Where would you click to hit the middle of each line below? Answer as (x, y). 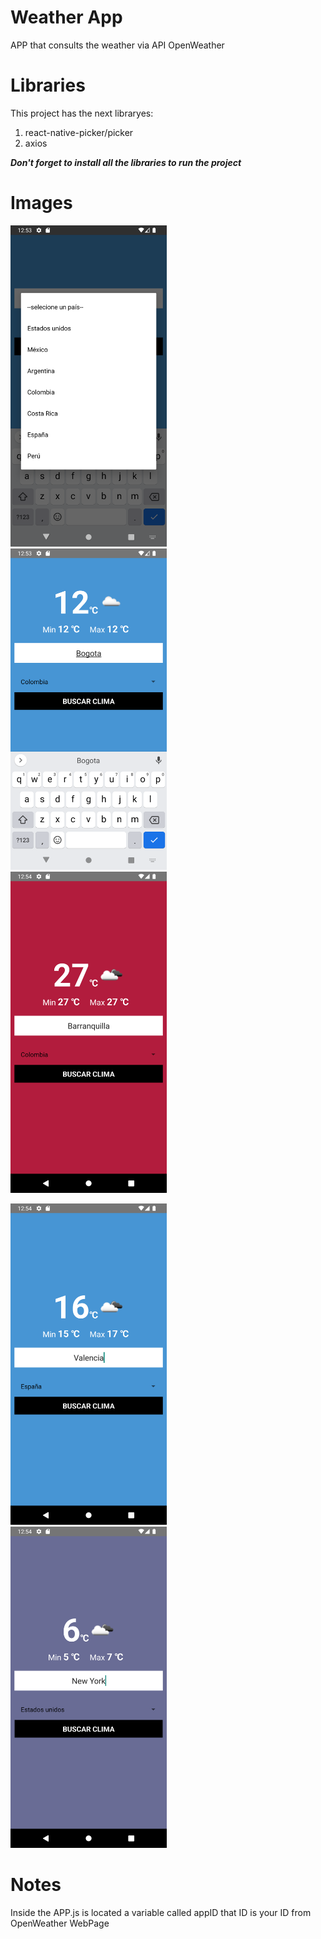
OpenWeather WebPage (60, 1923)
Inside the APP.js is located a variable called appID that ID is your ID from (161, 1912)
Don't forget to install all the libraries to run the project (126, 162)
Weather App (66, 17)
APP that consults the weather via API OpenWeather (117, 45)
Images (41, 203)
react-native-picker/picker (79, 132)
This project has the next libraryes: (82, 113)
